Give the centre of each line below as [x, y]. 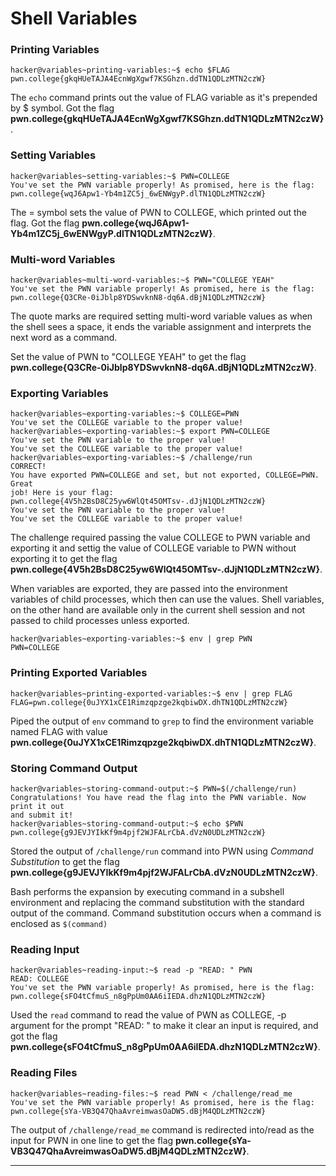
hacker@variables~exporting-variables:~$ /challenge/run [131, 458]
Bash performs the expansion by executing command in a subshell [147, 891]
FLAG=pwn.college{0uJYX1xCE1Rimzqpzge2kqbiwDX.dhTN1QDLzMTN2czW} [149, 702]
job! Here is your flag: [62, 493]
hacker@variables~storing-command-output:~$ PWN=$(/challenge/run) [154, 788]
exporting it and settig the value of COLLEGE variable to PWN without [153, 548]
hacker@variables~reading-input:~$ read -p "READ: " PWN [131, 970]
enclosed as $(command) [59, 923]
